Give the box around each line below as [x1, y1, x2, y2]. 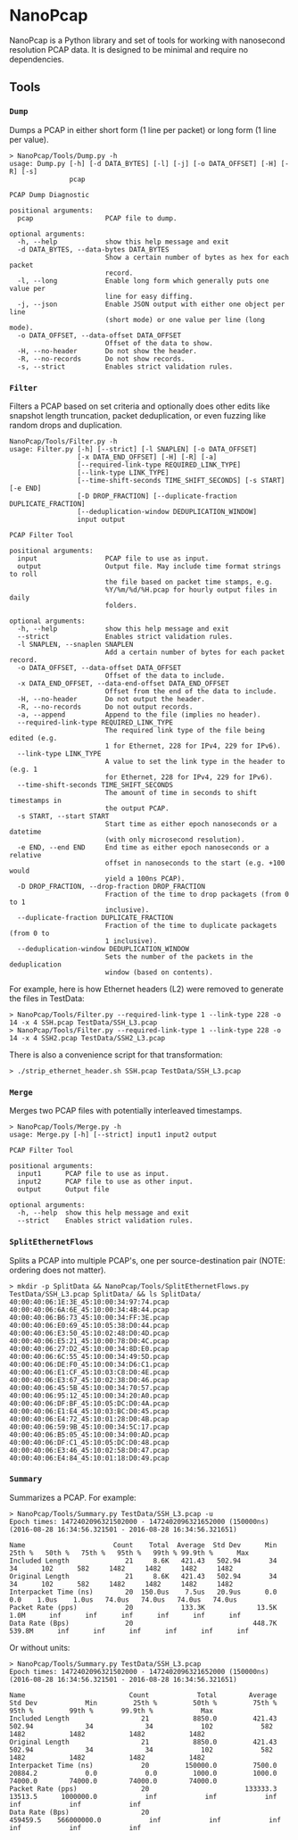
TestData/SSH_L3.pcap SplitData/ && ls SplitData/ [9, 1289, 202, 1298]
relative [9, 850, 42, 859]
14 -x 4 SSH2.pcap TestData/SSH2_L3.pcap [9, 1033, 166, 1042]
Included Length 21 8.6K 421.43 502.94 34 [9, 1556, 277, 1565]
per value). [9, 134, 49, 145]
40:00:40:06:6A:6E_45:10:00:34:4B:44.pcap [9, 1305, 170, 1314]
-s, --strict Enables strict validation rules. [17, 362, 234, 371]
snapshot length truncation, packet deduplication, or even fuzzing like [9, 410, 266, 420]
